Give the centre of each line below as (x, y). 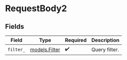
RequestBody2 (36, 9)
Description (105, 40)
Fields (15, 27)
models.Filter (45, 49)
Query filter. (105, 49)
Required (76, 40)
